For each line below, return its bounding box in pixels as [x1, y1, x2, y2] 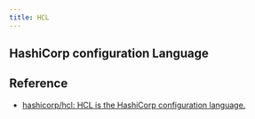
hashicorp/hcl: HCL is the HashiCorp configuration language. [21, 99, 246, 110]
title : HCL [9, 12, 50, 22]
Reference [9, 76, 68, 91]
